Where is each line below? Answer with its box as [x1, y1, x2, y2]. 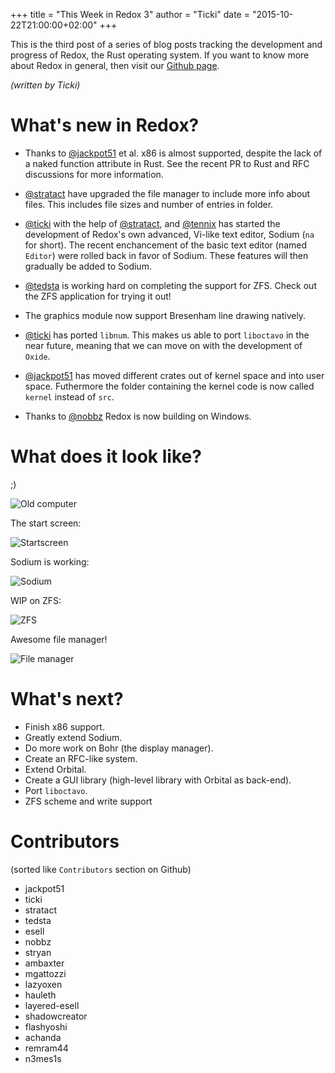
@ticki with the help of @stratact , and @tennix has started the [24, 217, 281, 229]
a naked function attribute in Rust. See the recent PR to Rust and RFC [24, 157, 310, 169]
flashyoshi [24, 1020, 68, 1033]
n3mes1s [24, 1052, 62, 1064]
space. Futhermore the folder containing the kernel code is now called [24, 380, 315, 392]
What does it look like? [10, 445, 202, 468]
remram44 [24, 1042, 69, 1054]
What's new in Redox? [10, 114, 200, 137]
